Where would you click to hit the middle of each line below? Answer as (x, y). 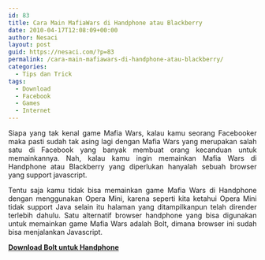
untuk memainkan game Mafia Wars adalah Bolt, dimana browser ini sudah (132, 224)
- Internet (33, 111)
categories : (28, 67)
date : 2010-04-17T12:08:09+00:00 (63, 30)
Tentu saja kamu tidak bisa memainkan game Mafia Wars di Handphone (132, 190)
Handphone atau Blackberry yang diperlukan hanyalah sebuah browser (132, 167)
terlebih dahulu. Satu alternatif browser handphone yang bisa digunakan (132, 215)
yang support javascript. (48, 175)
